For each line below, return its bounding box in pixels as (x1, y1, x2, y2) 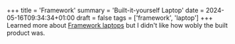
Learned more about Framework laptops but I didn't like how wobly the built (6, 21, 228, 29)
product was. (6, 28, 45, 37)
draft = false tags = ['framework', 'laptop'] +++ (76, 13, 214, 22)
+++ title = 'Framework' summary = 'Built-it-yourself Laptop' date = (6, 6, 204, 14)
